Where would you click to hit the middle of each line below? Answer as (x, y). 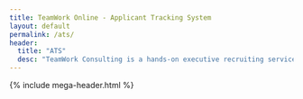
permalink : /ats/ (42, 34)
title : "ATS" (42, 51)
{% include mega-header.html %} (72, 85)
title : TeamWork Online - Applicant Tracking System (110, 18)
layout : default (40, 26)
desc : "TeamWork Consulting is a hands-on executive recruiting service (157, 59)
